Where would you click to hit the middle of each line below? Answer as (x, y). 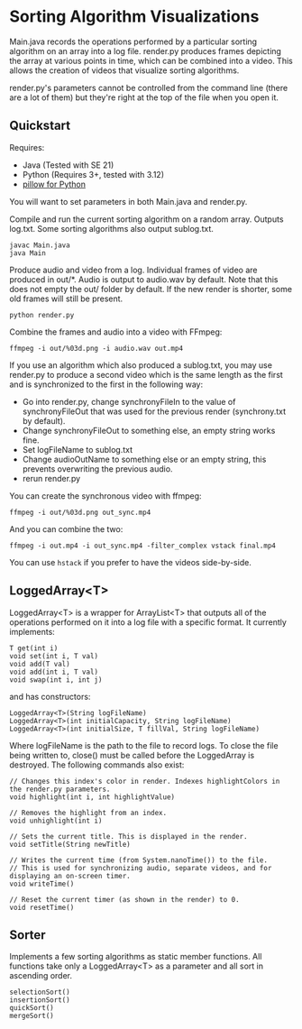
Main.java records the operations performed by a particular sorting (133, 41)
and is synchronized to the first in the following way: (106, 384)
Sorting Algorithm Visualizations (134, 17)
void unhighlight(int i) (56, 821)
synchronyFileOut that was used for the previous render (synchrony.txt (154, 411)
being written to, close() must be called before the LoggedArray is (132, 755)
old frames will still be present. (66, 299)
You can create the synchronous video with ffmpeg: (105, 496)
